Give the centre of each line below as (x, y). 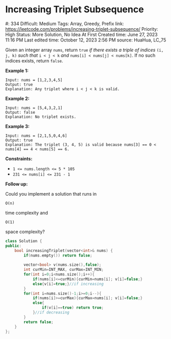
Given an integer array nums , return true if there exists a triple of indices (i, (84, 50)
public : (14, 246)
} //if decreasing (51, 313)
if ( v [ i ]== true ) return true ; (72, 308)
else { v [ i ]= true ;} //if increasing (68, 284)
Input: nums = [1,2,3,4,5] (34, 80)
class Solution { (24, 241)
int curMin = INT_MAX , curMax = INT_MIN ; (64, 270)
